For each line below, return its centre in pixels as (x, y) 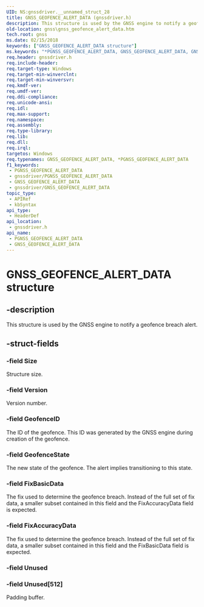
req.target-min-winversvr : (40, 80)
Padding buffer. (25, 597)
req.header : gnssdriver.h (39, 57)
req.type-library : (29, 131)
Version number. (27, 403)
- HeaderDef (24, 216)
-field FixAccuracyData (41, 526)
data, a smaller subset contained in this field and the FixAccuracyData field (100, 503)
